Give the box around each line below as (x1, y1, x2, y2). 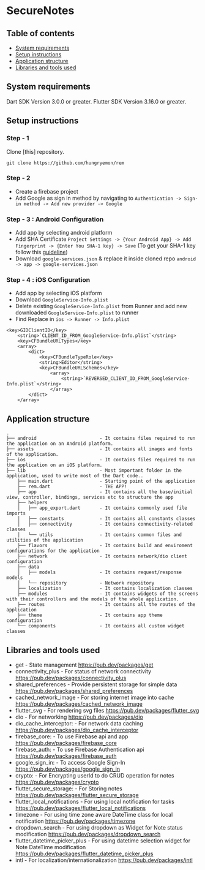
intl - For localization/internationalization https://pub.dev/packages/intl (15, 857, 193, 864)
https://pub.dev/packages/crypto (15, 779, 99, 786)
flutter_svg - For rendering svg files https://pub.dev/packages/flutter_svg (15, 707, 199, 714)
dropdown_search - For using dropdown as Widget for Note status (15, 824, 183, 831)
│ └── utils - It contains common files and (17, 532, 182, 538)
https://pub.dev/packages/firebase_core (15, 739, 117, 747)
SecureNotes (6, 4, 75, 18)
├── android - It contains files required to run (6, 436, 196, 442)
